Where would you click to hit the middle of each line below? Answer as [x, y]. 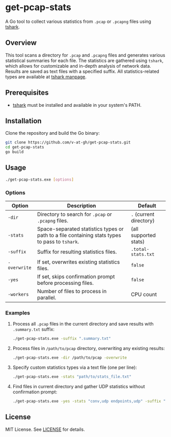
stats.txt [142, 254]
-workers [18, 294]
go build [15, 152]
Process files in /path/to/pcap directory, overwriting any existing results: [89, 348]
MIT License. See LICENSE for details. [45, 429]
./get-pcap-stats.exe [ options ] [39, 180]
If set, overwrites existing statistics [79, 262]
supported [143, 235]
